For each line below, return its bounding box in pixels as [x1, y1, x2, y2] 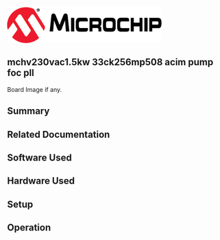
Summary [7, 106, 50, 117]
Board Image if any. [7, 85, 62, 93]
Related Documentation [7, 128, 110, 140]
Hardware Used [7, 175, 75, 187]
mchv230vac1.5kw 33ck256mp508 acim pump [7, 56, 214, 68]
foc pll [7, 67, 34, 79]
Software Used [7, 152, 72, 163]
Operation [7, 222, 51, 234]
